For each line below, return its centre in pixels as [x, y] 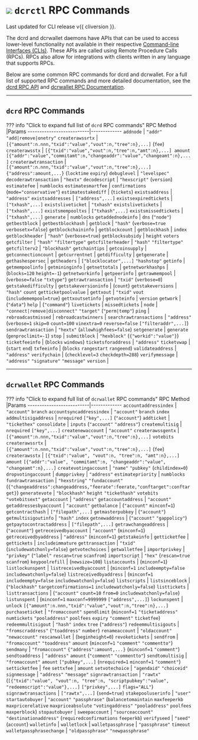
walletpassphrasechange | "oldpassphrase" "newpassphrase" [78, 730]
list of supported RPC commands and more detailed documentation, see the [98, 81]
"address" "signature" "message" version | [57, 360]
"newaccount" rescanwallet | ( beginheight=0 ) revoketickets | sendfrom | [92, 636]
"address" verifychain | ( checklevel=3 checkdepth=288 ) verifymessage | [92, 354]
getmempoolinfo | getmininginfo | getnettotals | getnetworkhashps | [87, 267]
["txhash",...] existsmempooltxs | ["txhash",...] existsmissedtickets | [95, 210]
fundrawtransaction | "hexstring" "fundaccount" [65, 480]
